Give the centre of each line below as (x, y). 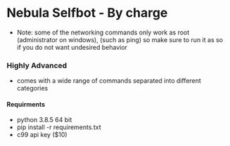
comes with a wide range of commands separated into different (109, 81)
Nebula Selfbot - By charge (87, 13)
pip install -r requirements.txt (59, 127)
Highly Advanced (37, 65)
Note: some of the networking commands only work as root (103, 32)
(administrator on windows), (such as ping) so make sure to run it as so (120, 39)
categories (32, 88)
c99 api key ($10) (42, 135)
